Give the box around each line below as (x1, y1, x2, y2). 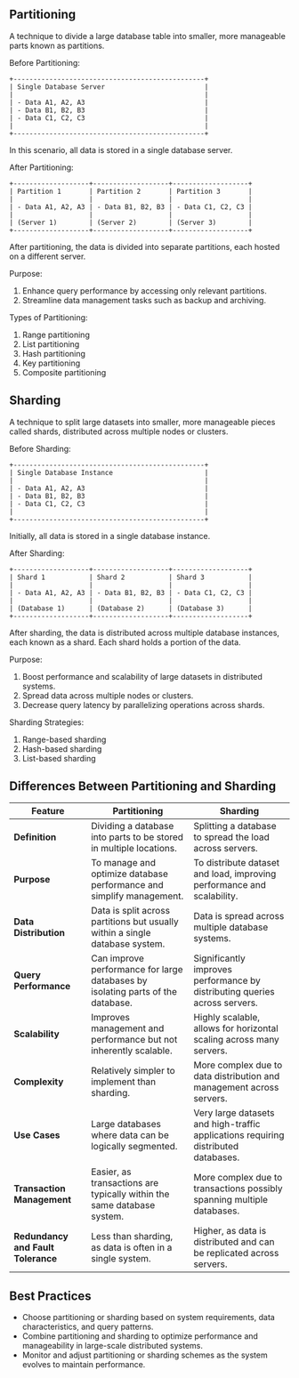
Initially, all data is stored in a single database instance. (9, 530, 211, 541)
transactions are (90, 1177, 159, 1189)
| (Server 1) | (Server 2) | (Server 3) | (9, 218, 253, 227)
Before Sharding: (9, 443, 71, 454)
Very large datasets (193, 1107, 275, 1119)
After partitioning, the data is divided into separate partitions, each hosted (9, 241, 280, 252)
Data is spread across (193, 910, 285, 923)
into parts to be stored (90, 831, 184, 843)
